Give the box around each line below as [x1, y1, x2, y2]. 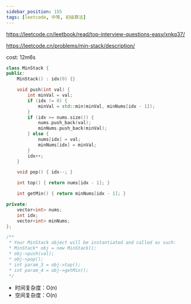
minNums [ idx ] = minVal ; [37, 142, 97, 148]
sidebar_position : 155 [6, 8, 62, 15]
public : [6, 71, 26, 77]
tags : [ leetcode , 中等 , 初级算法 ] [6, 14, 86, 20]
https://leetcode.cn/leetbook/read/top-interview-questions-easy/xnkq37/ [6, 30, 186, 37]
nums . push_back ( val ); [37, 120, 92, 126]
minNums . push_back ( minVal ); [37, 125, 108, 131]
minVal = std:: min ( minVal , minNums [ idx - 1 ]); [37, 103, 155, 109]
